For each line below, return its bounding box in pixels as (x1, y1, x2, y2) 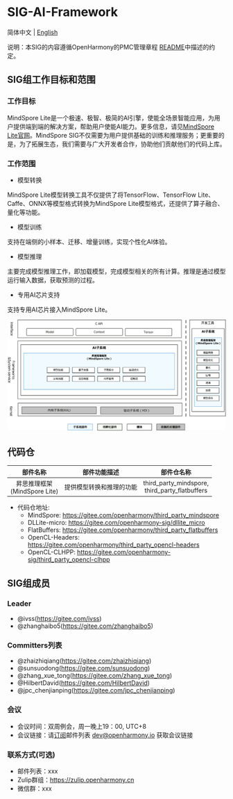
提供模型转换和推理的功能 (64, 483, 137, 491)
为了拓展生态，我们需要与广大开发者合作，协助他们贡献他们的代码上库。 (19, 140, 226, 148)
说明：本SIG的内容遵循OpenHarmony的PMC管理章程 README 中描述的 (7, 42, 209, 51)
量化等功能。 (7, 208, 44, 216)
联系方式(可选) (7, 750, 55, 759)
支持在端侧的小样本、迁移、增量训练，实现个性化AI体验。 (7, 237, 171, 245)
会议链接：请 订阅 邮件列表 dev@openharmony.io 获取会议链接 (17, 731, 193, 739)
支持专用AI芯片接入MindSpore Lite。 (7, 305, 112, 314)
